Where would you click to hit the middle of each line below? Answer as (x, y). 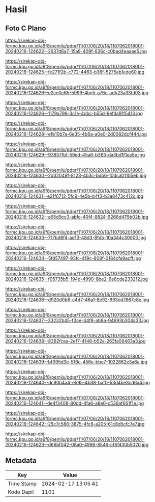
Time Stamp (22, 484)
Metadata (21, 460)
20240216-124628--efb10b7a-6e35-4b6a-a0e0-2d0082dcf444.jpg (76, 134)
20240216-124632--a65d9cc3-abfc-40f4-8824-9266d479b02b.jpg (77, 217)
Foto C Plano (26, 28)
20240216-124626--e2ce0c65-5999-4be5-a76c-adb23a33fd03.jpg (77, 93)
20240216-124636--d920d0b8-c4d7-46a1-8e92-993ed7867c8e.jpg (77, 300)
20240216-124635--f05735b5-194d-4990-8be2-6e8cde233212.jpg (77, 279)
